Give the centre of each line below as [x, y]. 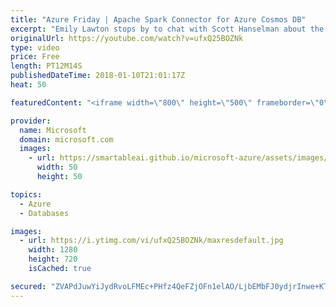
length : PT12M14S [46, 66]
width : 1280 [53, 250]
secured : [28, 286]
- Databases [44, 213]
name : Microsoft [53, 130]
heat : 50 [28, 85]
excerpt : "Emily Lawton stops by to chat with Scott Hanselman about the [167, 29]
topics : [26, 194]
